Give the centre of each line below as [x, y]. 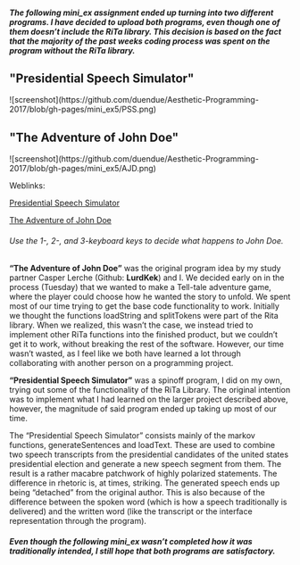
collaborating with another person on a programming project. [121, 363]
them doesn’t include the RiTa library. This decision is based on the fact [146, 31]
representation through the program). [78, 521]
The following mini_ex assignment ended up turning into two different [142, 12]
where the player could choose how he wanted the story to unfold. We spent [150, 297]
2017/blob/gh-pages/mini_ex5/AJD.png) [83, 169]
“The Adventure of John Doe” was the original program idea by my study [145, 269]
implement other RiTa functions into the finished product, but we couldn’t [144, 335]
